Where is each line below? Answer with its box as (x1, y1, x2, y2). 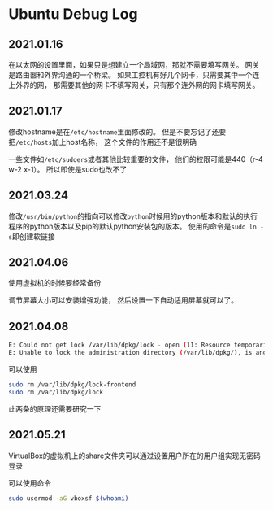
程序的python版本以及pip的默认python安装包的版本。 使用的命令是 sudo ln (8, 221, 258, 231)
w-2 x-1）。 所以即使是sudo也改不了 (8, 164, 128, 174)
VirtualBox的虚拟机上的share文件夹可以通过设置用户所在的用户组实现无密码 (8, 451, 262, 460)
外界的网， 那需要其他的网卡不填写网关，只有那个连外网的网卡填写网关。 (15, 81, 260, 89)
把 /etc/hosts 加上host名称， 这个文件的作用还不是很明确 (8, 137, 197, 146)
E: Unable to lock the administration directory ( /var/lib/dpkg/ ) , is (8, 349, 253, 357)
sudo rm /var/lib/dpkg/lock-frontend (8, 381, 136, 389)
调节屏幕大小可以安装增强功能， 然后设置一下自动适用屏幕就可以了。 (8, 295, 238, 305)
